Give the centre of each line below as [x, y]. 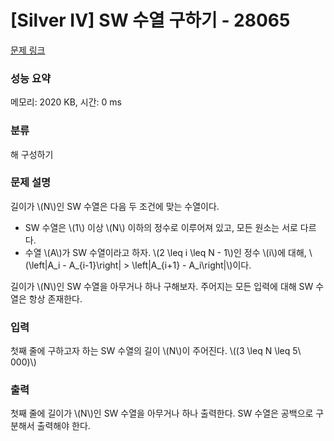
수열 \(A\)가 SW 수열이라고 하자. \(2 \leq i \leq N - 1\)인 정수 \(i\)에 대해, [165, 252]
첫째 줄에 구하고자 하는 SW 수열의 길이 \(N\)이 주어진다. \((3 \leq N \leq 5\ [156, 351]
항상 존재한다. [55, 298]
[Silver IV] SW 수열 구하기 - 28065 [150, 20]
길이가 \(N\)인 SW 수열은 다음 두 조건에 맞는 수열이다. [115, 206]
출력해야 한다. [63, 426]
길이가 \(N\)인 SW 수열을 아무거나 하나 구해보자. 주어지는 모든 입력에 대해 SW [162, 286]
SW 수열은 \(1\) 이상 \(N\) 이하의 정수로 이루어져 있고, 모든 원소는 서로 [161, 227]
